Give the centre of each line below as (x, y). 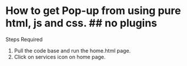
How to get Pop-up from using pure (93, 11)
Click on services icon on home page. (60, 57)
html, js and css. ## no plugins (81, 23)
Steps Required (24, 39)
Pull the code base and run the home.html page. (72, 50)
